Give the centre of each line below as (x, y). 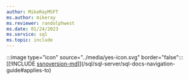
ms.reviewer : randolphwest (41, 23)
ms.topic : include (30, 40)
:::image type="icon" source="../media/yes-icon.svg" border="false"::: (95, 57)
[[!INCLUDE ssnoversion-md (42, 64)
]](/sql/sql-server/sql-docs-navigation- (126, 64)
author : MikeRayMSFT (33, 12)
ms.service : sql (27, 35)
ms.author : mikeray (31, 18)
